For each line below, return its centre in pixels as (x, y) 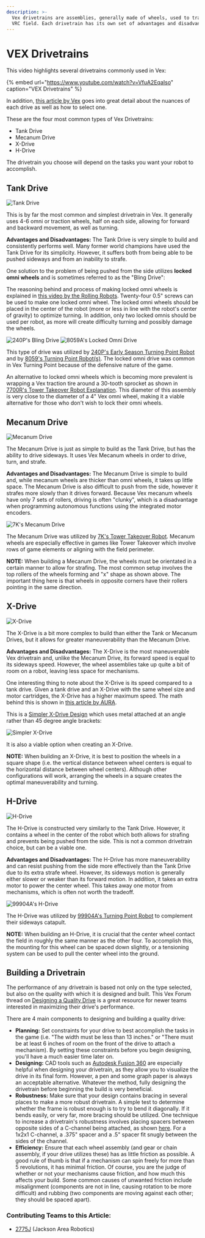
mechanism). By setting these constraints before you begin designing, (103, 1050)
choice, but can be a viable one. (47, 848)
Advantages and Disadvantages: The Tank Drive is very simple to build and (102, 240)
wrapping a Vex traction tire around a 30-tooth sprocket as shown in (92, 384)
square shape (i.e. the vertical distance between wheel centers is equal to (99, 763)
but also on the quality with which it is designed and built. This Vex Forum (99, 994)
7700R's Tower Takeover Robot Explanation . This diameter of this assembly (101, 390)
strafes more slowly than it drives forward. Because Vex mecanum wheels (99, 493)
